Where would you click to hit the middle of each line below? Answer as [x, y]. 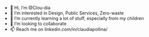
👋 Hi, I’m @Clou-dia [30, 8]
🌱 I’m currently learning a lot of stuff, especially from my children [77, 18]
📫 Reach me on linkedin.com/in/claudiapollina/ [59, 29]
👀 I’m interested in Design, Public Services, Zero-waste [67, 13]
